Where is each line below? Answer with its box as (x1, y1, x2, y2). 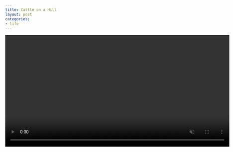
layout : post (5, 12, 32, 17)
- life (5, 21, 19, 26)
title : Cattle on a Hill (5, 7, 57, 12)
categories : (5, 16, 30, 21)
